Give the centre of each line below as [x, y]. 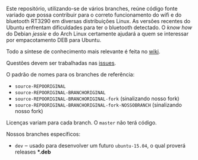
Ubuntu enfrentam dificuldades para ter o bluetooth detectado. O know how [99, 27]
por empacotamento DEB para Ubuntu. [54, 40]
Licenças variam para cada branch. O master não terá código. [81, 123]
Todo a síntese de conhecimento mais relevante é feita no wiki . [83, 52]
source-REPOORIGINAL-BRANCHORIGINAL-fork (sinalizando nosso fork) [97, 98]
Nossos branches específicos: [43, 134]
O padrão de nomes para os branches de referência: [70, 74]
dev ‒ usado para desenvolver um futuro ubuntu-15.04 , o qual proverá [100, 145]
